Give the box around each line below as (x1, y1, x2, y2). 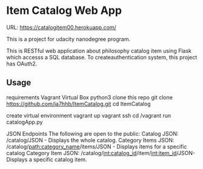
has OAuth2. (6, 60, 38, 67)
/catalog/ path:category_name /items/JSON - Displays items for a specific (6, 143, 187, 150)
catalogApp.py (6, 118, 43, 125)
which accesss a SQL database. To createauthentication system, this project (6, 53, 198, 61)
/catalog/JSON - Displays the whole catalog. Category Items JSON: (6, 136, 175, 144)
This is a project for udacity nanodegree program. (6, 35, 131, 42)
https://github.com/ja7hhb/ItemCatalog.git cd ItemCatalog (6, 100, 151, 107)
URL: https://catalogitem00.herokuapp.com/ (6, 24, 116, 31)
